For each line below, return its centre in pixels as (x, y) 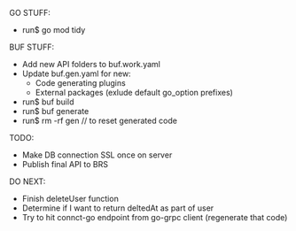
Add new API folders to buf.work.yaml (91, 64)
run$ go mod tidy (54, 30)
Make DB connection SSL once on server (97, 155)
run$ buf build (48, 102)
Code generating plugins (80, 83)
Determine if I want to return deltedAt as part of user (118, 208)
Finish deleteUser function (70, 199)
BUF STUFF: (32, 47)
